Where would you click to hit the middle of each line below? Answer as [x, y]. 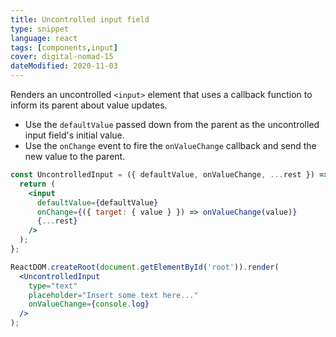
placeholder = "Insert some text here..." [113, 295]
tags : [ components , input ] [64, 47]
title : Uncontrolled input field [80, 19]
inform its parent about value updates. [89, 105]
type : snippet [40, 29]
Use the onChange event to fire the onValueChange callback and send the [170, 145]
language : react [44, 38]
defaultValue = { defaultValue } [97, 202]
